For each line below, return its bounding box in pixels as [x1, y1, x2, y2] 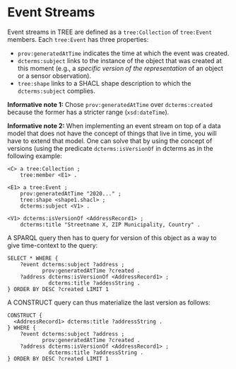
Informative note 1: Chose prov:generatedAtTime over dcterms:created [7, 100, 213, 108]
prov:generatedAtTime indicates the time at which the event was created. [17, 49, 230, 57]
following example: [7, 152, 62, 160]
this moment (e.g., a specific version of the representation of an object [17, 64, 224, 72]
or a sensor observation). [17, 72, 92, 80]
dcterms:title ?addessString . [48, 279, 141, 287]
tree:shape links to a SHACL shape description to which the [17, 79, 192, 87]
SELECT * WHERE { [7, 254, 59, 262]
